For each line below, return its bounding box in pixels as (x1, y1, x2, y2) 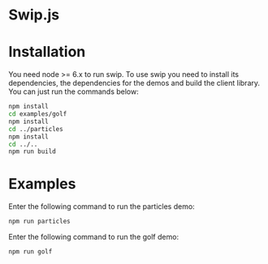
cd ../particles (8, 125, 63, 133)
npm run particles (8, 217, 71, 226)
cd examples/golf (8, 110, 67, 118)
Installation (8, 43, 86, 62)
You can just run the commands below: (8, 87, 140, 96)
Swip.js (8, 6, 59, 24)
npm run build (8, 147, 57, 155)
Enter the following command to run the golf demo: (8, 232, 179, 242)
